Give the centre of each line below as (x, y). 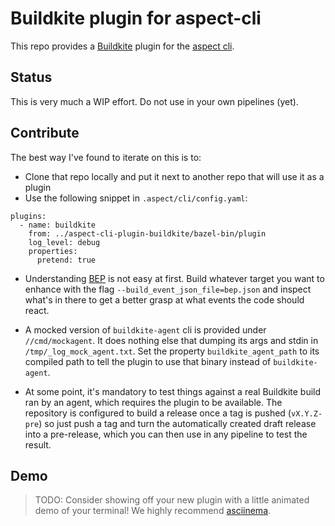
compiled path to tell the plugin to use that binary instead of (148, 361)
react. (37, 310)
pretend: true (66, 260)
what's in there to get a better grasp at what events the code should (164, 299)
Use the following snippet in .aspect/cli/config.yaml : (136, 198)
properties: (53, 251)
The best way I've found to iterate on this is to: (106, 157)
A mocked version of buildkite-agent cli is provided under (145, 329)
